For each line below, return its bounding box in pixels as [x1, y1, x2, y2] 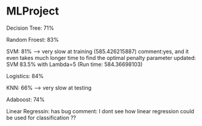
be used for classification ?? [6, 114, 77, 121]
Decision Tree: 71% [6, 24, 54, 31]
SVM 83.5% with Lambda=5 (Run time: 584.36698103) [6, 61, 143, 68]
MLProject [6, 4, 59, 18]
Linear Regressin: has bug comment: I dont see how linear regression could [6, 107, 195, 114]
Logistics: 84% [6, 72, 44, 79]
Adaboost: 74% [6, 96, 45, 103]
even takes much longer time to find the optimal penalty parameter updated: [6, 54, 197, 61]
